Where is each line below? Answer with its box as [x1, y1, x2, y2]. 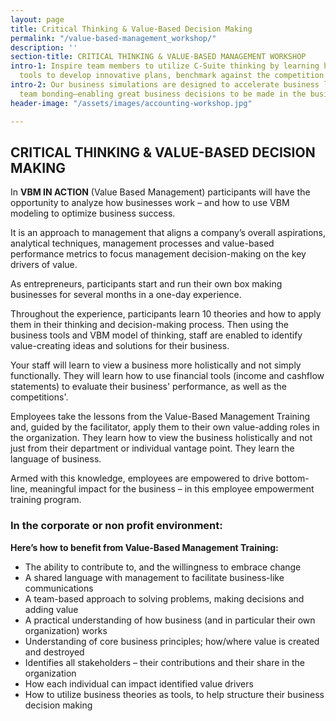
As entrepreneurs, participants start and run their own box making [10, 278, 283, 290]
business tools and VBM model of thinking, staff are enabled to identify [10, 329, 303, 341]
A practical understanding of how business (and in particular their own [24, 614, 316, 626]
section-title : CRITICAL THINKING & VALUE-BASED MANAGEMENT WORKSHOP [10, 52, 307, 62]
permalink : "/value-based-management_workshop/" [10, 33, 217, 43]
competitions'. [10, 391, 69, 403]
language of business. [10, 453, 102, 465]
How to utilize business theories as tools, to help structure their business [24, 688, 325, 700]
